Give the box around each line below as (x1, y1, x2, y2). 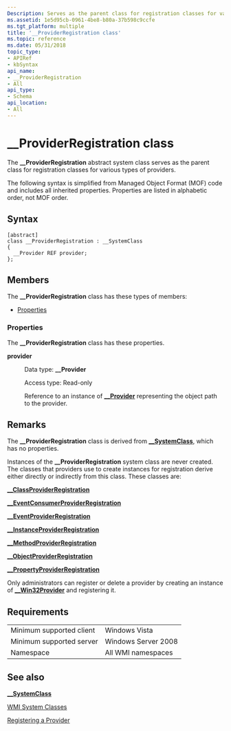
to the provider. (24, 399, 67, 407)
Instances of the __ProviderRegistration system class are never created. (7, 458, 213, 466)
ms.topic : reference (7, 36, 67, 43)
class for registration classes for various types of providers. (7, 166, 177, 174)
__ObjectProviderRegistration (7, 552, 93, 561)
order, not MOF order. (7, 193, 69, 201)
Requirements (7, 606, 69, 618)
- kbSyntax (7, 61, 38, 68)
